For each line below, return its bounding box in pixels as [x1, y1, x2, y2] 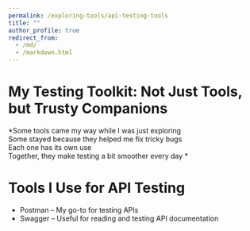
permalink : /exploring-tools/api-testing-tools [8, 11, 169, 20]
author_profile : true [8, 26, 80, 34]
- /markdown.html [15, 48, 73, 56]
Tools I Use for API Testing [8, 179, 185, 197]
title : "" [8, 19, 41, 27]
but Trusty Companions [8, 100, 168, 117]
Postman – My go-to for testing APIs [19, 205, 139, 214]
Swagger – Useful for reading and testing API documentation [19, 214, 219, 223]
